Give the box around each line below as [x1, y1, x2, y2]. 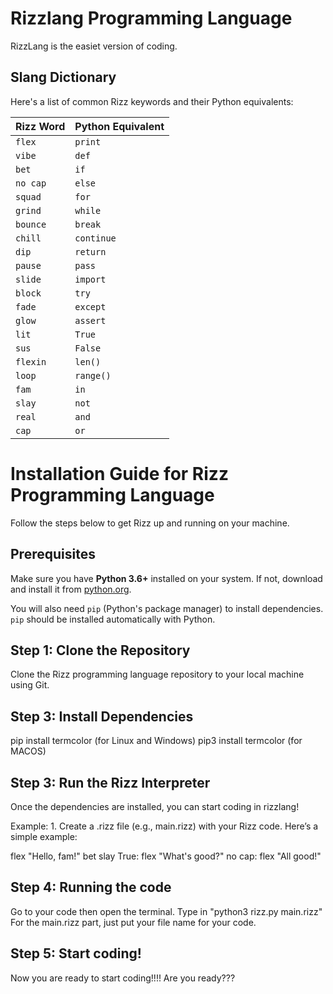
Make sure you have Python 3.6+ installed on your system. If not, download [10, 572, 323, 584]
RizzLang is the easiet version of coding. [10, 40, 178, 52]
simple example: [10, 830, 78, 842]
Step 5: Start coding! [10, 945, 142, 962]
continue [74, 232, 117, 244]
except [74, 301, 107, 312]
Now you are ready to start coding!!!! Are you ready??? [10, 972, 236, 984]
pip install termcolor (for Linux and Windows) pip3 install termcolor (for [10, 735, 303, 747]
